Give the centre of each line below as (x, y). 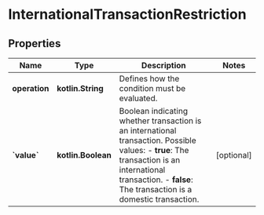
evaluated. (138, 98)
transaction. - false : (156, 180)
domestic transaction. (159, 199)
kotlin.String (80, 88)
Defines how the (149, 78)
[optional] (234, 155)
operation (31, 88)
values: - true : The (154, 150)
